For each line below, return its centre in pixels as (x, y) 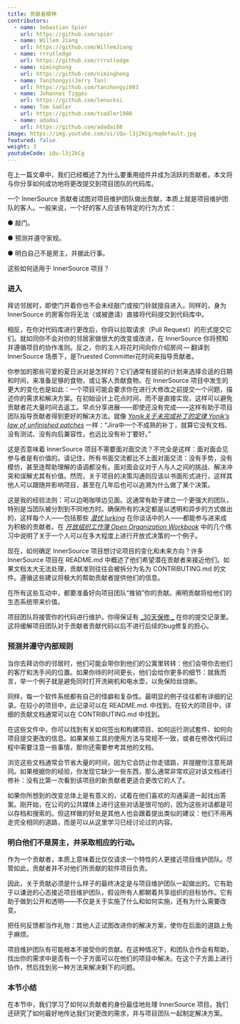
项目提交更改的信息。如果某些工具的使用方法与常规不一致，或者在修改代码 (117, 738)
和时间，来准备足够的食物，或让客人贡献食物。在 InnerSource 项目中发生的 (118, 381)
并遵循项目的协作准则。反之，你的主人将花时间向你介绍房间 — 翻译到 (109, 348)
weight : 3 (22, 147)
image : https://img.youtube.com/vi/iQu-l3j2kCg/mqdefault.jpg (102, 134)
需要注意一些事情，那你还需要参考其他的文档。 (89, 747)
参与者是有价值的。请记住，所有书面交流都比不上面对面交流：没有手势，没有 (120, 458)
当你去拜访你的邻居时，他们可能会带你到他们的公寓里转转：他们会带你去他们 (120, 663)
